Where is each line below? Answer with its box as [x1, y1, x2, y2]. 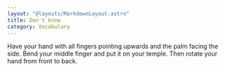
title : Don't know [7, 17, 61, 24]
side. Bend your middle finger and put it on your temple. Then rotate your [7, 49, 218, 58]
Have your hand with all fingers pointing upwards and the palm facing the [7, 42, 219, 51]
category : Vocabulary [7, 23, 71, 30]
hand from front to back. [7, 57, 78, 65]
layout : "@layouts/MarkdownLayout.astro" [7, 10, 130, 17]
